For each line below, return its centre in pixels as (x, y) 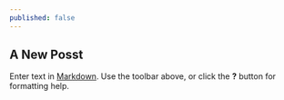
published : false (42, 18)
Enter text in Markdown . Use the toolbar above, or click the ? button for (142, 76)
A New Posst (46, 55)
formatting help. (40, 86)
